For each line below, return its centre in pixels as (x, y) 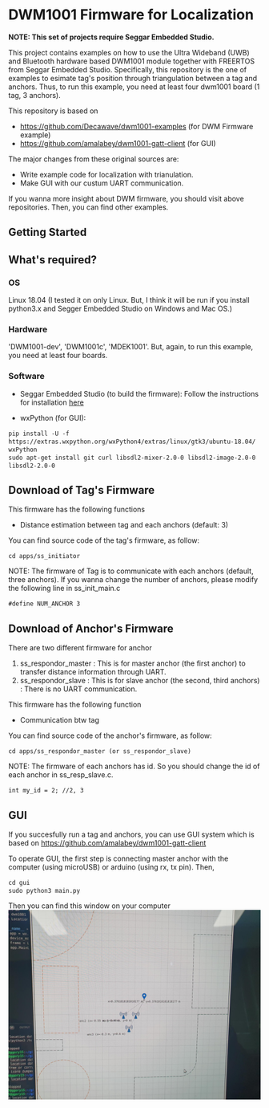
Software (27, 377)
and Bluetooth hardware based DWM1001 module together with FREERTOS (131, 61)
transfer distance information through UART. (93, 672)
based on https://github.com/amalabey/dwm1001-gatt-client (107, 843)
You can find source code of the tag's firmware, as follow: (104, 540)
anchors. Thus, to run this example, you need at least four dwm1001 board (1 (134, 87)
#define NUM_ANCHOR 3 (44, 604)
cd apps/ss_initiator (44, 556)
